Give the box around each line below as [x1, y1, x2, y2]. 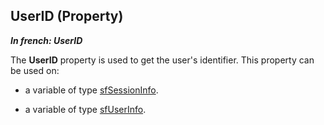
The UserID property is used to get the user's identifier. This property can [10, 54, 315, 66]
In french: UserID [10, 34, 83, 46]
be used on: [10, 64, 60, 76]
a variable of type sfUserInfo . [24, 103, 147, 115]
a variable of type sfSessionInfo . [24, 84, 159, 96]
